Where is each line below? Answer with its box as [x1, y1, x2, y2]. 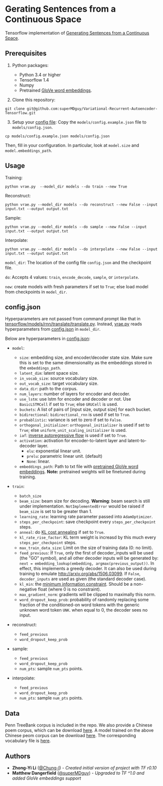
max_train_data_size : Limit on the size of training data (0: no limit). [19, 545, 153, 551]
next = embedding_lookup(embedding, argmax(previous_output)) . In [19, 560, 154, 566]
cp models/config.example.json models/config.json [5, 133, 110, 139]
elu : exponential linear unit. [26, 448, 82, 454]
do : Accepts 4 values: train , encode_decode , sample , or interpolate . [5, 274, 140, 280]
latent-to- [127, 438, 147, 444]
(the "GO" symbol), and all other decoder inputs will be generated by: [19, 555, 159, 561]
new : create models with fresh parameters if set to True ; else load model [5, 283, 148, 289]
